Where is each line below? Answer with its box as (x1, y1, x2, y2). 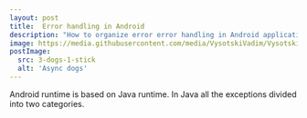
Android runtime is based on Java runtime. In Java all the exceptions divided (9, 88, 297, 100)
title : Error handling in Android (9, 22, 145, 31)
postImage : (9, 47, 51, 56)
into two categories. (9, 98, 85, 109)
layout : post (9, 13, 59, 23)
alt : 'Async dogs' (17, 64, 89, 74)
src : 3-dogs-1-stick (17, 55, 96, 64)
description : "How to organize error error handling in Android (9, 30, 259, 39)
